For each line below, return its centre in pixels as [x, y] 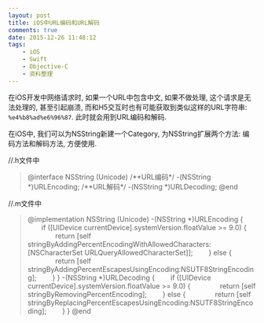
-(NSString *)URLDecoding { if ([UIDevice [136, 277]
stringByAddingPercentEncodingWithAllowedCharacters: [119, 244]
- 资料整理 [38, 74]
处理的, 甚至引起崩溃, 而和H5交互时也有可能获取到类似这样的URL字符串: [131, 107]
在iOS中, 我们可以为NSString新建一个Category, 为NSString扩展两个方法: [125, 134]
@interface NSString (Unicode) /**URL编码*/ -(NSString [119, 177]
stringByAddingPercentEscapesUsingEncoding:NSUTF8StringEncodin [140, 269]
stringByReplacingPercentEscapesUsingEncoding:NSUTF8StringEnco [140, 303]
